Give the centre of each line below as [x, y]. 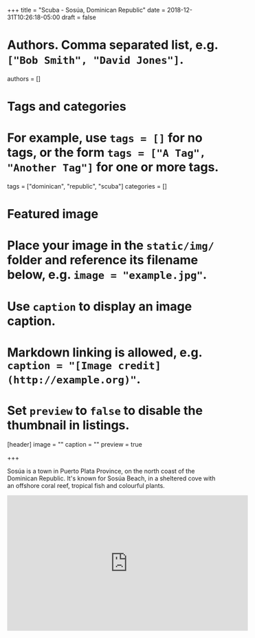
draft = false [79, 17]
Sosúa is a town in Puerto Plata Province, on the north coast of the [101, 471]
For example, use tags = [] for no [105, 138]
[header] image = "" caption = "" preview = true [75, 444]
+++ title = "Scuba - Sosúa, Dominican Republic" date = [87, 10]
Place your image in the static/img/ [111, 245]
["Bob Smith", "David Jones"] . [96, 60]
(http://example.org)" [72, 380]
